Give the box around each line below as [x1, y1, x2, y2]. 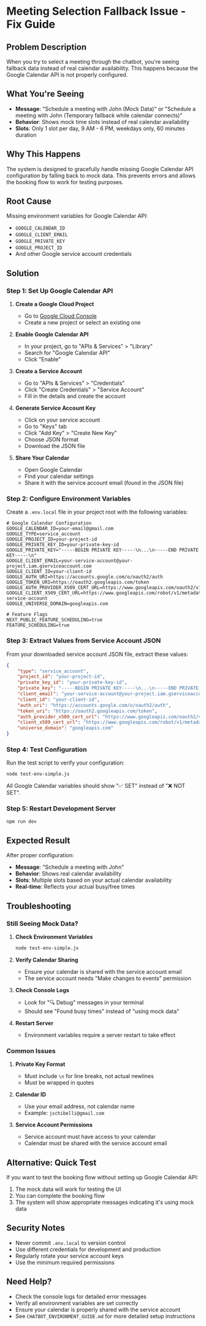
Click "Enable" [24, 356, 61, 363]
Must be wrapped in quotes [24, 1079, 94, 1087]
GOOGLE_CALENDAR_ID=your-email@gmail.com [6, 526, 114, 532]
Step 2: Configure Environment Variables [6, 495, 131, 503]
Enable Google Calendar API [15, 331, 89, 338]
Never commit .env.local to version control [15, 1239, 126, 1246]
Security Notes [6, 1223, 66, 1233]
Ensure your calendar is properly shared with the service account [15, 1306, 181, 1313]
